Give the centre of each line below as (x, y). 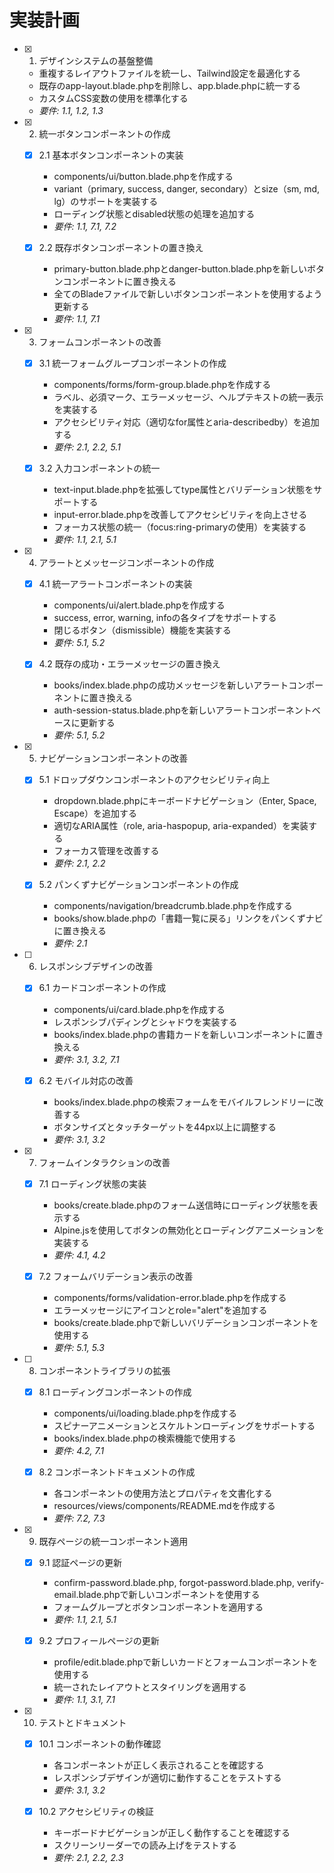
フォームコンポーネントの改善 (100, 342)
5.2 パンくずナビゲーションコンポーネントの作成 (138, 885)
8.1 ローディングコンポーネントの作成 (115, 1392)
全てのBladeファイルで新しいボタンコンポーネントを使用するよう (188, 294)
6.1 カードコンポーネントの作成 (102, 988)
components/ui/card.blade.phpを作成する (139, 1009)
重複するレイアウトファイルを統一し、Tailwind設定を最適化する (169, 73)
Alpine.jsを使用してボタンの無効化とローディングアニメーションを (189, 1230)
